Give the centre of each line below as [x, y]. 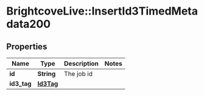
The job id [78, 74]
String [47, 74]
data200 [28, 24]
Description [81, 63]
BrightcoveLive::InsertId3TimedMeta [102, 11]
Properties [27, 46]
